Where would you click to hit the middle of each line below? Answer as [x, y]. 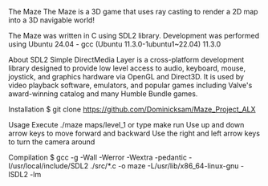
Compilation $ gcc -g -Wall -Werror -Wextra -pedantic [97, 157]
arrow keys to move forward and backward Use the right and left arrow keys [134, 133]
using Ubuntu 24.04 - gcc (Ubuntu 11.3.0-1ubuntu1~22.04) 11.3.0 [115, 44]
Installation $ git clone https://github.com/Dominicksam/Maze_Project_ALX [132, 109]
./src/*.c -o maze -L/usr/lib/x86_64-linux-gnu [164, 166]
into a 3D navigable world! [51, 20]
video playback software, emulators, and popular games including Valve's [130, 85]
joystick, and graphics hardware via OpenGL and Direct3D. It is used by [126, 77]
